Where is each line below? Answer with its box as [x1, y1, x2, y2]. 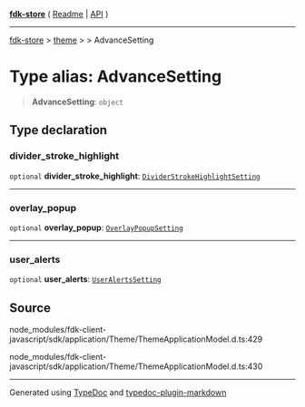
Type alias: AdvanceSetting [9, 66, 222, 87]
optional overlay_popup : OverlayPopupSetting [9, 222, 183, 233]
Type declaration [9, 122, 107, 138]
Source [9, 300, 52, 315]
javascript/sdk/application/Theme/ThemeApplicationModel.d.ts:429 [9, 334, 263, 344]
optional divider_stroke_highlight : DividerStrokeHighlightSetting [9, 170, 261, 181]
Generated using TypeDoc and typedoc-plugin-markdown [9, 387, 227, 398]
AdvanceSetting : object [31, 96, 124, 107]
